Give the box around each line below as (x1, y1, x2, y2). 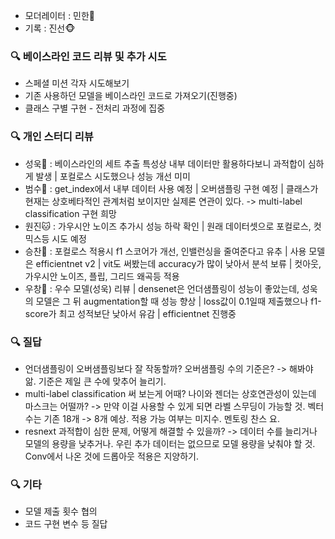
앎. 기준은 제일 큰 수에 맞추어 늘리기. (24, 375, 167, 387)
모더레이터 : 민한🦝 (24, 10, 96, 21)
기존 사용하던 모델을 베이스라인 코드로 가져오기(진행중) (24, 90, 238, 102)
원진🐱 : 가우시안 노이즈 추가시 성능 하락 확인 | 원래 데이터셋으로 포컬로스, (24, 220, 312, 232)
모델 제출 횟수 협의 (24, 505, 98, 518)
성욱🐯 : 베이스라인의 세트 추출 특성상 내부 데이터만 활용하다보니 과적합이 (24, 157, 306, 169)
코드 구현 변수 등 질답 (24, 518, 108, 530)
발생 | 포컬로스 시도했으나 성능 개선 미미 (35, 170, 191, 182)
